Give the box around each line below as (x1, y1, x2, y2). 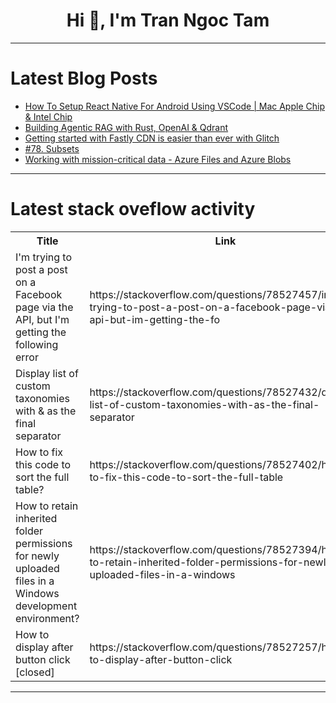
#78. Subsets (24, 142, 80, 154)
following (15, 337, 59, 351)
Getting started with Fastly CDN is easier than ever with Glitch (24, 132, 280, 144)
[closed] (15, 665, 55, 679)
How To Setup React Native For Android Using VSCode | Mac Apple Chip (24, 100, 325, 112)
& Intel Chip (24, 110, 73, 123)
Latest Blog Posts (10, 67, 158, 90)
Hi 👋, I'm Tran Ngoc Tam (66, 9, 270, 32)
